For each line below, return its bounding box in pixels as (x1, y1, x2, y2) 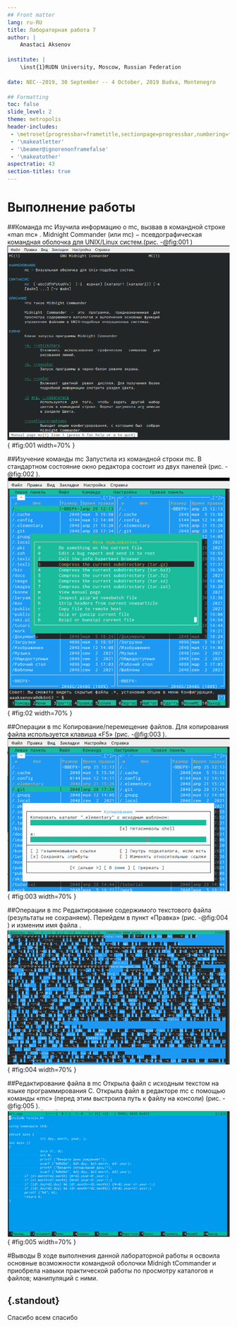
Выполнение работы (7, 199, 135, 216)
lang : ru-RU (7, 18, 42, 26)
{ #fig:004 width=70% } (7, 1065, 77, 1074)
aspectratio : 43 (7, 160, 55, 168)
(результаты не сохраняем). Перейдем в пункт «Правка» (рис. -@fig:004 (7, 913, 229, 922)
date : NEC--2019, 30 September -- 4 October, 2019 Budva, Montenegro (7, 78, 217, 86)
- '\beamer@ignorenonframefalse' (10, 146, 109, 153)
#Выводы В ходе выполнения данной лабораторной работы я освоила (7, 1251, 220, 1260)
